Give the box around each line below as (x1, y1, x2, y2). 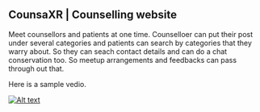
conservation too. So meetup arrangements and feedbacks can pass (8, 55, 237, 64)
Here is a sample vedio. (8, 79, 86, 89)
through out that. (8, 64, 65, 73)
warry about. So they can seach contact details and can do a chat (8, 46, 228, 56)
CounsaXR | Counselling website (8, 8, 178, 22)
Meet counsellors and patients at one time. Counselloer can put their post (8, 29, 254, 39)
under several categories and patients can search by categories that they (8, 38, 253, 48)
